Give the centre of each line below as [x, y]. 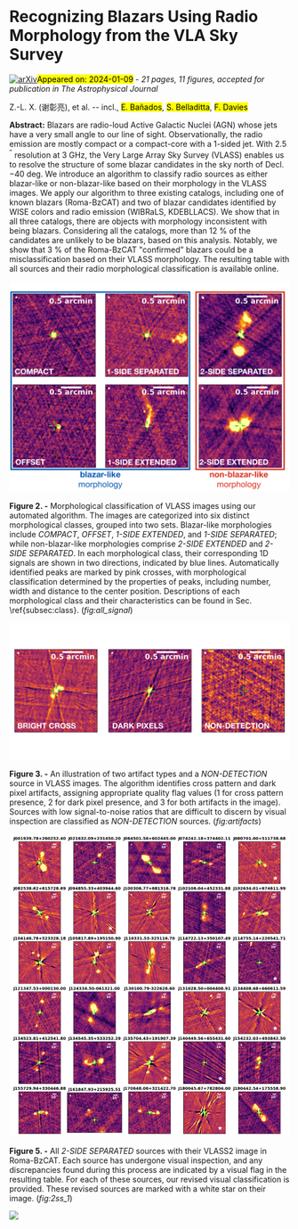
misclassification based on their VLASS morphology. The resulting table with [149, 258]
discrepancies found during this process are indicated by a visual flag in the [148, 1170]
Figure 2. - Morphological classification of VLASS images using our [133, 505]
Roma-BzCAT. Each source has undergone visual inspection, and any [136, 1160]
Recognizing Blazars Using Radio [134, 16]
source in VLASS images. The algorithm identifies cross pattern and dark [143, 783]
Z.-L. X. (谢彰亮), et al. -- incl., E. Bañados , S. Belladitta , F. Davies [129, 107]
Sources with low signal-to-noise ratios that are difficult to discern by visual [148, 811]
